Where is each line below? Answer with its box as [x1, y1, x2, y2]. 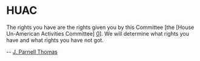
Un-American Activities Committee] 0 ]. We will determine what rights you [6, 30, 190, 37]
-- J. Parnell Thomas [6, 48, 58, 55]
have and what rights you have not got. [6, 36, 104, 43]
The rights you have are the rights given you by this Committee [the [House [6, 24, 195, 31]
